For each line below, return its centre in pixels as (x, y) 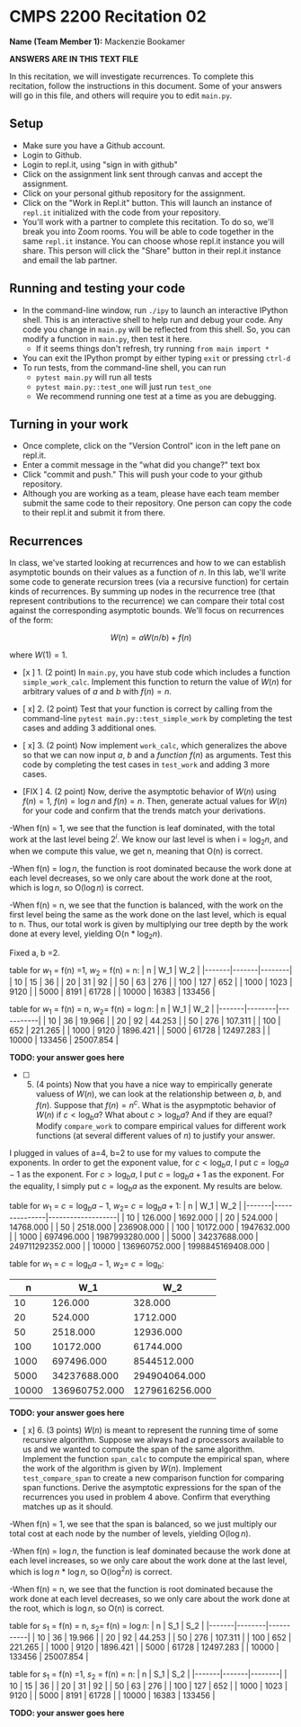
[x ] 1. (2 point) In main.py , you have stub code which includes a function (156, 673)
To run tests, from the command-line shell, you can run (124, 367)
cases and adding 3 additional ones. (89, 728)
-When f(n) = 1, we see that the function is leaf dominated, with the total (142, 828)
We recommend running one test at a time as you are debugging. (156, 396)
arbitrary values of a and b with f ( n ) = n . (97, 692)
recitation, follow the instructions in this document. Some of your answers (146, 85)
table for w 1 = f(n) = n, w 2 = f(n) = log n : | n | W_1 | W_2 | (112, 1011)
